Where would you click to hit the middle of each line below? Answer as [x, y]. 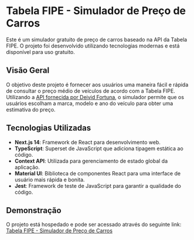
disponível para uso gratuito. [40, 52]
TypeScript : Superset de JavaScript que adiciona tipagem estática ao [99, 148]
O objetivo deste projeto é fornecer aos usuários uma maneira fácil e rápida [97, 84]
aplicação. [27, 167]
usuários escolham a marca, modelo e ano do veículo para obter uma [90, 103]
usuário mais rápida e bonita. [50, 180]
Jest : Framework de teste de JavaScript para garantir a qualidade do [98, 185]
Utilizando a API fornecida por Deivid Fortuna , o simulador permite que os [95, 97]
